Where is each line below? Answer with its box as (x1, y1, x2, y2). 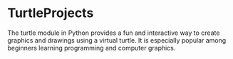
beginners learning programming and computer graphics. (7, 43, 176, 52)
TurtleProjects (7, 5, 94, 21)
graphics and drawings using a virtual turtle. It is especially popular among (7, 36, 227, 44)
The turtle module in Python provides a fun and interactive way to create (7, 28, 220, 37)
